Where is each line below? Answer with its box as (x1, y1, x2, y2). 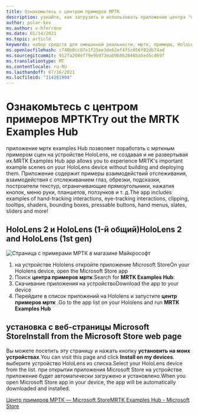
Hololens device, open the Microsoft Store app (14, 267, 128, 274)
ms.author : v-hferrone (6, 25, 62, 31)
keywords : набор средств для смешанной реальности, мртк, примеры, (6, 42, 176, 48)
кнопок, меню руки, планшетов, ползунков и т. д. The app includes (6, 189, 172, 196)
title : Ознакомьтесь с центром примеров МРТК (6, 8, 120, 15)
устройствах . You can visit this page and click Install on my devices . (6, 353, 175, 361)
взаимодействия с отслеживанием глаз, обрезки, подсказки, (6, 176, 161, 183)
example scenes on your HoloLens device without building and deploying (6, 164, 184, 171)
